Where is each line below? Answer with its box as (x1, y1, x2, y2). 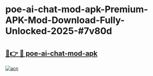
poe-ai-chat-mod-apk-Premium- (5, 4, 148, 15)
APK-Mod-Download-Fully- (5, 14, 125, 26)
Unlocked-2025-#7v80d (5, 26, 112, 37)
